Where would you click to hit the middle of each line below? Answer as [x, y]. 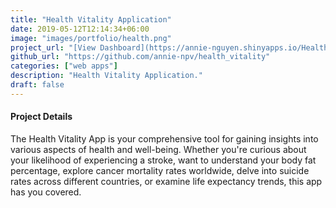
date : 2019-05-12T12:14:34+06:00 [80, 29]
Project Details [41, 117]
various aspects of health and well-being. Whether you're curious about [158, 149]
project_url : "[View [53, 47]
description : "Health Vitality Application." [106, 76]
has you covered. [46, 192]
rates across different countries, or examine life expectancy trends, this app [166, 181]
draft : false [37, 85]
